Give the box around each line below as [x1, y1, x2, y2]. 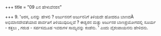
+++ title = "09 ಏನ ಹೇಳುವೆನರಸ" [5, 4, 62, 10]
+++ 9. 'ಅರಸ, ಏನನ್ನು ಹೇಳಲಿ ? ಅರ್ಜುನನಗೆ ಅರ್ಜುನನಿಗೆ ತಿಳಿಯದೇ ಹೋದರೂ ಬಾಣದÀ [5, 14, 134, 19]
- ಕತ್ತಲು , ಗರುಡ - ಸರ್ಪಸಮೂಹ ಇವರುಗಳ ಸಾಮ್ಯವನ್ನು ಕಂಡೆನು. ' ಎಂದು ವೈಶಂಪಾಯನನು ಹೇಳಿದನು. [5, 25, 149, 31]
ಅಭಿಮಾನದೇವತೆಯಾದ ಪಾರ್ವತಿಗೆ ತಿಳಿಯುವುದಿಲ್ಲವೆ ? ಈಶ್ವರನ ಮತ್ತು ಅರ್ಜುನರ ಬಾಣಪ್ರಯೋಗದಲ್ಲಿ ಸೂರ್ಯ [5, 19, 156, 25]
